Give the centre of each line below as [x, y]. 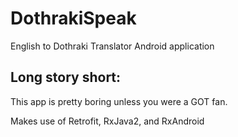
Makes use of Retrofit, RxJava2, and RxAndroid [107, 121]
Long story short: [66, 77]
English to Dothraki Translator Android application [112, 46]
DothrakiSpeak [73, 18]
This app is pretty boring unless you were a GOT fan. [119, 101]
